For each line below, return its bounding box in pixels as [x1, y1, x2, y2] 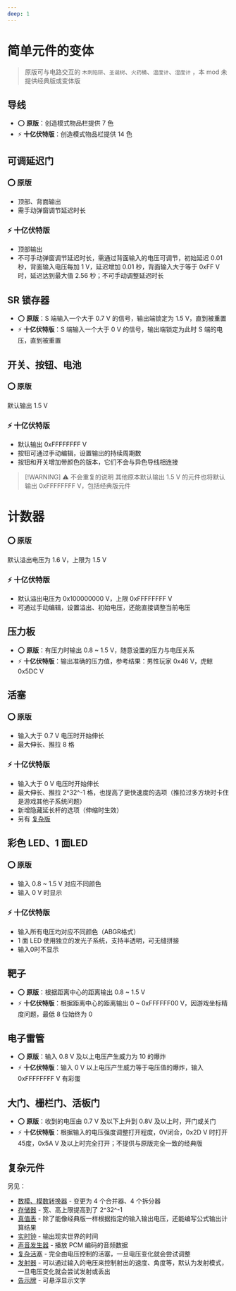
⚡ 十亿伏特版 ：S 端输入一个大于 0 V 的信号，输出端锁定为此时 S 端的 [17, 325, 217, 334]
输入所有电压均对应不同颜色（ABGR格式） [17, 927, 140, 936]
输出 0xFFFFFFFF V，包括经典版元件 [24, 482, 131, 490]
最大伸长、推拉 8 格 [17, 740, 75, 749]
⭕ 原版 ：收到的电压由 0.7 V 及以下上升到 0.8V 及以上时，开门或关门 [17, 1117, 216, 1125]
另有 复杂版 [17, 814, 51, 823]
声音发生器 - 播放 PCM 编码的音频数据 [17, 1240, 128, 1249]
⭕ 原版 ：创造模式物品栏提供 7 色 [17, 119, 114, 128]
